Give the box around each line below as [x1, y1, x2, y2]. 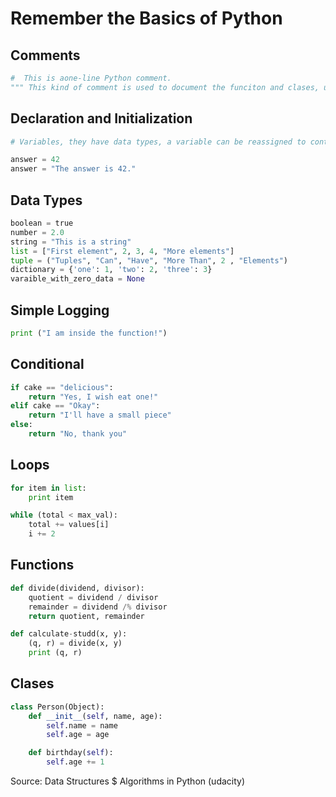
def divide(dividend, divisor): [10, 583, 145, 593]
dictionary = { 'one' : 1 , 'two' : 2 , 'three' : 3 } [10, 265, 213, 275]
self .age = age [46, 730, 110, 740]
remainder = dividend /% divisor [28, 602, 168, 612]
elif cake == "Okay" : [10, 401, 101, 411]
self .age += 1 [46, 757, 105, 767]
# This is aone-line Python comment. [10, 73, 172, 83]
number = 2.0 [10, 227, 65, 237]
